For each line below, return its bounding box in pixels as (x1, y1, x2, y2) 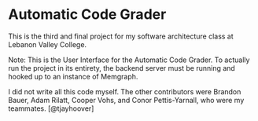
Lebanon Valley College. (8, 39, 87, 49)
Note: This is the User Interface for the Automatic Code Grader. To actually (8, 55, 250, 64)
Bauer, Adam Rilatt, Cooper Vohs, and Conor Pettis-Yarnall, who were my (8, 95, 245, 104)
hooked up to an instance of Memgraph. (8, 71, 138, 81)
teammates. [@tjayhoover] (8, 104, 94, 113)
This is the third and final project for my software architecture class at (8, 31, 234, 41)
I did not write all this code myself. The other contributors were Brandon (8, 86, 241, 96)
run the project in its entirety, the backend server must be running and (8, 63, 236, 72)
